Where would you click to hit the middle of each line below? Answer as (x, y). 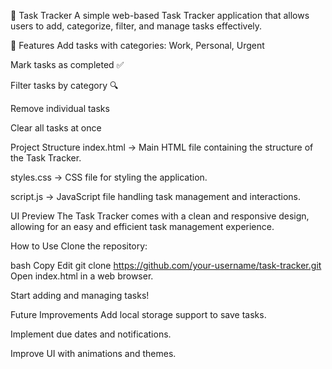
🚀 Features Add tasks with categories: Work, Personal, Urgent (137, 45)
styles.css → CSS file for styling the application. (109, 177)
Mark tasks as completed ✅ (67, 64)
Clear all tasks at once (56, 128)
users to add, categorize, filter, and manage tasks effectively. (136, 26)
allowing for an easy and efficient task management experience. (142, 226)
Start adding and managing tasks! (80, 295)
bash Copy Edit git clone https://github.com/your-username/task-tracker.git (166, 265)
